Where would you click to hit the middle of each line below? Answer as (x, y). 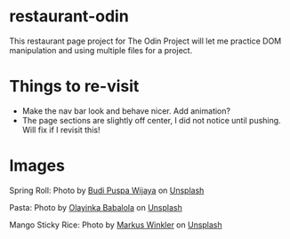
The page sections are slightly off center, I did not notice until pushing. (152, 120)
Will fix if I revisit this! (61, 130)
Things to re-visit (74, 87)
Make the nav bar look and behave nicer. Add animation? (126, 111)
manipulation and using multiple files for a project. (101, 50)
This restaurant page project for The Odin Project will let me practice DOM (145, 41)
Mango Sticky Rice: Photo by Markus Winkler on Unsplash (116, 225)
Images (37, 166)
